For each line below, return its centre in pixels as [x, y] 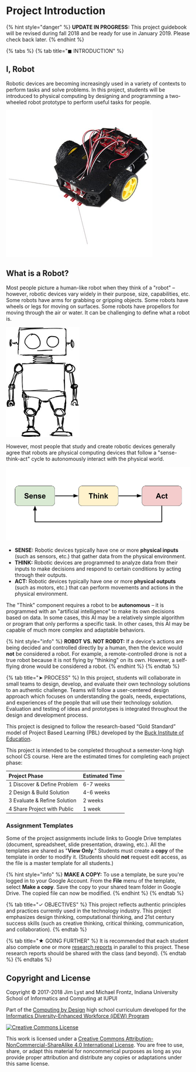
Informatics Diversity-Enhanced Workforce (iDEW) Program [78, 1016]
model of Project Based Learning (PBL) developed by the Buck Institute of [95, 733]
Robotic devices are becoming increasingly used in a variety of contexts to [96, 83]
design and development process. [47, 715]
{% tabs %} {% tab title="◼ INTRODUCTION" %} [65, 50]
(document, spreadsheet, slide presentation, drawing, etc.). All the [86, 844]
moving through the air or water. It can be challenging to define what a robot [98, 313]
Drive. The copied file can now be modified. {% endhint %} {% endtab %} [95, 893]
